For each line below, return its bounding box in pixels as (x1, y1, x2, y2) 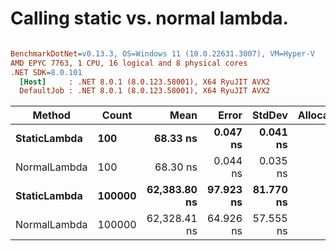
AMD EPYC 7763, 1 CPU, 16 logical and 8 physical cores (10, 58, 248, 68)
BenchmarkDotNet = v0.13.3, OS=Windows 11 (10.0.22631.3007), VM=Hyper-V (10, 48, 315, 59)
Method (32, 108, 71, 122)
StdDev (252, 108, 288, 122)
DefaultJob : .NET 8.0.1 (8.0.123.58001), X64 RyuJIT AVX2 (19, 86, 271, 96)
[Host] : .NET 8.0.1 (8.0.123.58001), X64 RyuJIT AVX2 (19, 77, 271, 87)
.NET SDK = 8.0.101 (10, 67, 83, 77)
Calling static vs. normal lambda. (10, 7, 289, 30)
